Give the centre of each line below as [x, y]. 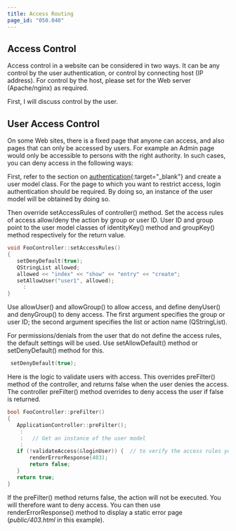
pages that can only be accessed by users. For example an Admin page [111, 148]
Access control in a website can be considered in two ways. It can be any [113, 66]
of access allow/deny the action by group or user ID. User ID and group [110, 220]
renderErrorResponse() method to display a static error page [95, 512]
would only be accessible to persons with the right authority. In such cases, [117, 156]
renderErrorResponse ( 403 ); [69, 458]
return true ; [35, 477]
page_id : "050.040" [36, 20]
